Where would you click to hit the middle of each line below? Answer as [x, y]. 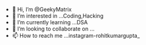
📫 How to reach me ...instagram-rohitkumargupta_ [76, 36]
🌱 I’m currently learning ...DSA [50, 22]
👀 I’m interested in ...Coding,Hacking [57, 16]
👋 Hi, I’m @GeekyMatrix [42, 9]
